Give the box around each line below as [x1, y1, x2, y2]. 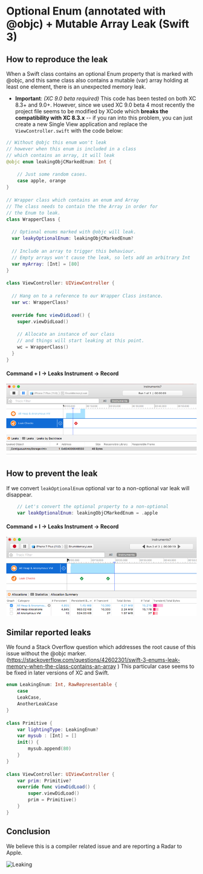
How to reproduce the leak [6, 54, 108, 64]
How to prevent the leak [6, 469, 98, 479]
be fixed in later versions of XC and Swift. [6, 669, 110, 676]
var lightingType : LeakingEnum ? [17, 726, 98, 733]
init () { [17, 739, 39, 746]
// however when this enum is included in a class [6, 145, 137, 152]
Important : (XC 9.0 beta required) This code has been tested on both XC [14, 95, 196, 102]
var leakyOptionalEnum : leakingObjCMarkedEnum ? [11, 235, 134, 242]
